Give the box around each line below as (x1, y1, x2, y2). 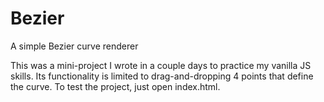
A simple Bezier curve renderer (10, 40, 139, 52)
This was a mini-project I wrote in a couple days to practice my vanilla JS (10, 59, 312, 71)
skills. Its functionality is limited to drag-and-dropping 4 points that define (10, 70, 314, 82)
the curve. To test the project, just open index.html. (10, 80, 221, 92)
